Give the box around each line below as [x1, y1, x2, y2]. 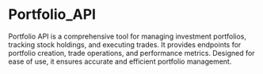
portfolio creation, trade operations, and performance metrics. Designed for [8, 48, 255, 57]
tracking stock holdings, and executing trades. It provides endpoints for [8, 39, 242, 49]
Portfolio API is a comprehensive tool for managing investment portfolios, [8, 31, 247, 41]
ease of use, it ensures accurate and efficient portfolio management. [8, 57, 232, 66]
